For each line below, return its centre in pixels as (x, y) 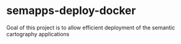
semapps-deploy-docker (71, 11)
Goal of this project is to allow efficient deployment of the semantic (91, 28)
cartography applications (38, 34)
